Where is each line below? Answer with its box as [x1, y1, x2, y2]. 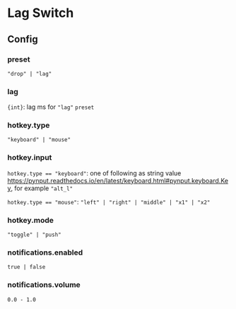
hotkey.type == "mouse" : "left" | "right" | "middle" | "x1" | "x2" [7, 197, 211, 206]
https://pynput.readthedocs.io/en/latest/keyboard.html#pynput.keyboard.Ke [7, 176, 228, 185]
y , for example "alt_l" [7, 184, 73, 192]
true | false [7, 264, 46, 271]
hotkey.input [7, 153, 52, 163]
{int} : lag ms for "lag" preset [7, 103, 95, 111]
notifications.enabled [7, 247, 83, 257]
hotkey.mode [7, 215, 54, 225]
